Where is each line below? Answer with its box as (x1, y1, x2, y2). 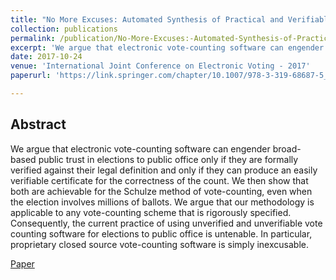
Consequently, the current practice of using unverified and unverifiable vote (10, 217, 323, 229)
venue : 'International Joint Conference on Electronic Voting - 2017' (10, 61, 311, 71)
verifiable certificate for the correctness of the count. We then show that (10, 174, 309, 186)
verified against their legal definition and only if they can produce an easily (10, 164, 318, 176)
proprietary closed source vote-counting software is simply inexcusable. (10, 238, 309, 250)
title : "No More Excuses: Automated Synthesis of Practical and (10, 14, 284, 25)
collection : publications (10, 24, 118, 34)
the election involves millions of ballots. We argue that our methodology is (10, 196, 315, 208)
